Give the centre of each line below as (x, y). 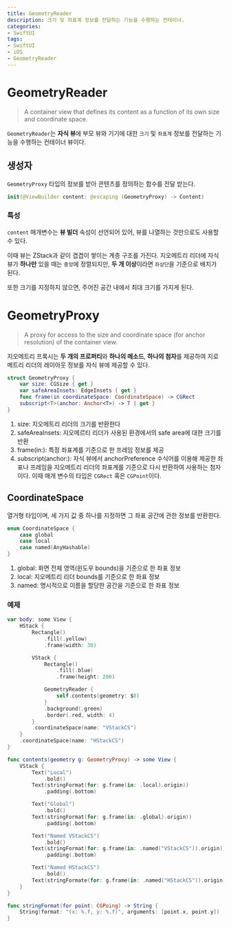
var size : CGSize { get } (57, 384)
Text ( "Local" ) (52, 772)
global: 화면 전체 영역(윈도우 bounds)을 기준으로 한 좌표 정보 (99, 568)
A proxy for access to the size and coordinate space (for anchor (114, 335)
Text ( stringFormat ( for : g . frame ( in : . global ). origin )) (112, 817)
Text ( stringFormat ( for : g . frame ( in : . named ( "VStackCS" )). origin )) (129, 849)
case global (36, 535)
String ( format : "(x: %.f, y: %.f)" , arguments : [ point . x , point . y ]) (120, 912)
